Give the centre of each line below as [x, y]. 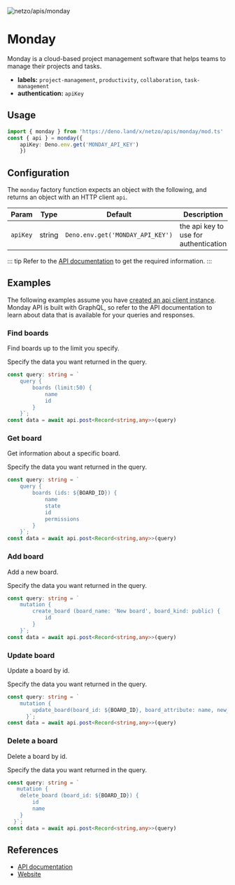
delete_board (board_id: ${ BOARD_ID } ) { [79, 796]
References [33, 850]
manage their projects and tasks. [55, 66]
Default [119, 214]
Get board [24, 439]
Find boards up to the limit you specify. [63, 348]
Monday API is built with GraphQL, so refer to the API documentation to [110, 307]
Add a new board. [33, 572]
